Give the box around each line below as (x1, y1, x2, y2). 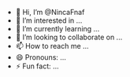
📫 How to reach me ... (15, 42, 89, 50)
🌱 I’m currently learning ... (15, 24, 100, 33)
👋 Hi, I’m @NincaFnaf (15, 8, 85, 16)
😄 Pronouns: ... (15, 53, 67, 62)
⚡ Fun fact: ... (15, 61, 59, 71)
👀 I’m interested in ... (15, 16, 83, 25)
